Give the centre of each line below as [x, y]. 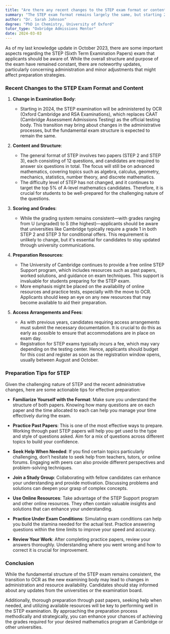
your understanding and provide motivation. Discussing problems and [85, 483]
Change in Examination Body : [44, 99]
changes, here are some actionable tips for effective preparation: [73, 390]
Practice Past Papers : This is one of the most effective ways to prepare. [88, 425]
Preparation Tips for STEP [38, 373]
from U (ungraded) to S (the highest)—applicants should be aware [89, 224]
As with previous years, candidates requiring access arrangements [90, 322]
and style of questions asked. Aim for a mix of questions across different [88, 436]
